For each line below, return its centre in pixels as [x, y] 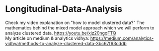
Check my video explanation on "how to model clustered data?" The [75, 23]
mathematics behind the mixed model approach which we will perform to [80, 27]
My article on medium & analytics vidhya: [47, 38]
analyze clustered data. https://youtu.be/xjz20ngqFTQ [61, 33]
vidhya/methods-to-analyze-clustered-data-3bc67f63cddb [66, 43]
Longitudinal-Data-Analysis [64, 9]
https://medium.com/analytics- [122, 38]
